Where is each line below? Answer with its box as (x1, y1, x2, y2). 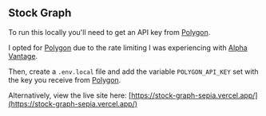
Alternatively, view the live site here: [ (8, 91, 132, 100)
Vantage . (8, 51, 38, 60)
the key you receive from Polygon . (8, 75, 121, 84)
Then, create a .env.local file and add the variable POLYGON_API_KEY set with (8, 67, 259, 76)
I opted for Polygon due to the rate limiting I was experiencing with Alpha (8, 43, 248, 52)
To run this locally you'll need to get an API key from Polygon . (8, 27, 211, 37)
